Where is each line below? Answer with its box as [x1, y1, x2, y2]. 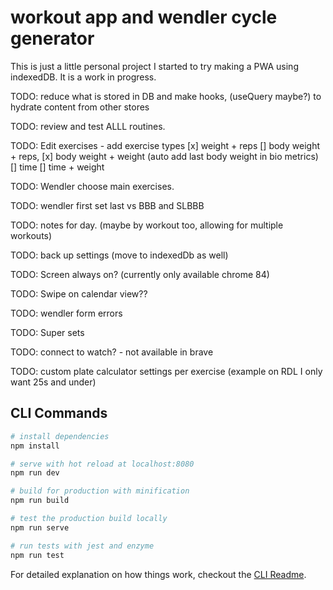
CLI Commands [10, 405, 108, 422]
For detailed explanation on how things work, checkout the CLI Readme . [10, 568, 307, 580]
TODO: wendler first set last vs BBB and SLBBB [10, 199, 205, 211]
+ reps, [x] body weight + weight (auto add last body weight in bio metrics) [10, 150, 319, 162]
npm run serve [10, 522, 70, 533]
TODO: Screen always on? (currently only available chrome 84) [10, 268, 270, 280]
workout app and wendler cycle [10, 6, 278, 29]
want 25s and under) [10, 376, 97, 388]
